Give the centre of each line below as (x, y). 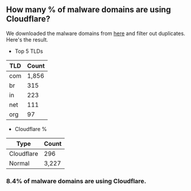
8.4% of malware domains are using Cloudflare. (76, 181)
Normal (19, 163)
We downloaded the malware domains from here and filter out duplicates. (96, 33)
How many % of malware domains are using (89, 10)
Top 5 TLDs (29, 51)
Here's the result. (27, 39)
